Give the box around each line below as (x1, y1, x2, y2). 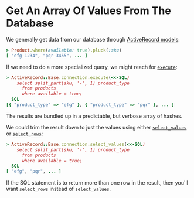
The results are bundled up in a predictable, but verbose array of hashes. (6, 112, 183, 120)
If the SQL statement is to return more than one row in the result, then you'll (6, 179, 189, 186)
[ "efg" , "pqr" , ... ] (6, 169, 62, 175)
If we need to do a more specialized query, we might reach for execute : (6, 63, 178, 70)
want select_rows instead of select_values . (6, 186, 111, 193)
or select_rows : (6, 130, 43, 137)
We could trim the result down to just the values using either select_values (6, 124, 187, 131)
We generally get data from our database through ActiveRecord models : (6, 36, 180, 43)
